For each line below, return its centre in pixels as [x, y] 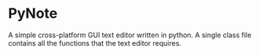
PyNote [33, 14]
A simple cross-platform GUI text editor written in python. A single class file [130, 35]
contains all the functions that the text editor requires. [95, 43]
